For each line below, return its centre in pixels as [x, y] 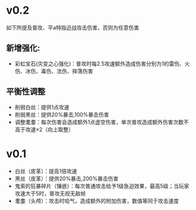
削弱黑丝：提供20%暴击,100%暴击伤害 [62, 114]
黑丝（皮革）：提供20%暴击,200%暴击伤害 [67, 178]
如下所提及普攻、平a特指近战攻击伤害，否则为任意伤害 [73, 27]
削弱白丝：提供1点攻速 [42, 107]
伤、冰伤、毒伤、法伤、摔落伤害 [54, 71]
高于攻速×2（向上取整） [44, 129]
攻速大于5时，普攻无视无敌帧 [50, 193]
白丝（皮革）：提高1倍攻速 [46, 171]
